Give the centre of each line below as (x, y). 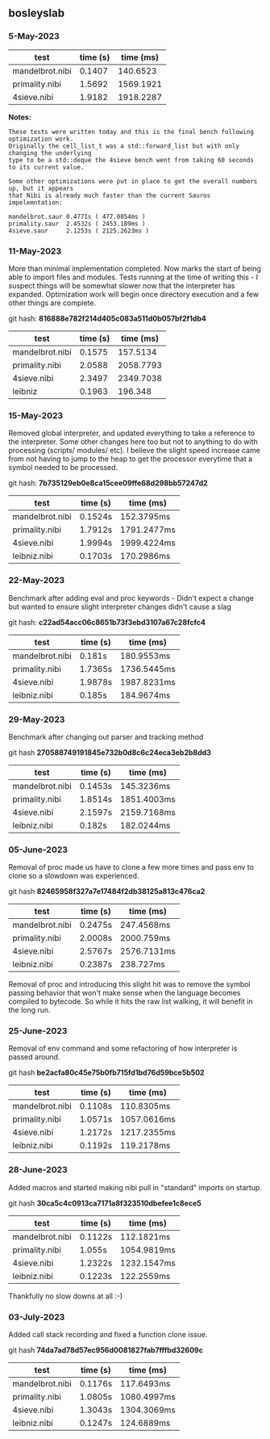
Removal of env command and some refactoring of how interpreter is (123, 1048)
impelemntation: (35, 202)
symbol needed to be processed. (63, 468)
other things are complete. (52, 303)
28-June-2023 (38, 1170)
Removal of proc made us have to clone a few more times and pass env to (131, 867)
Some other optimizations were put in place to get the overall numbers (133, 181)
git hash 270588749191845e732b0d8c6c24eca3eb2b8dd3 (110, 752)
